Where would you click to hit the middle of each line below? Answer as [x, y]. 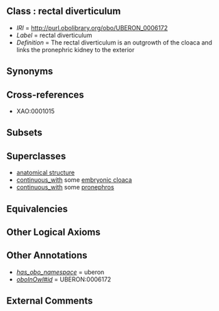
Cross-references [46, 94]
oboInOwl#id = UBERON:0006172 [64, 279]
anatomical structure [46, 173]
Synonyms [30, 71]
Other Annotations [47, 256]
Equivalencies [37, 209]
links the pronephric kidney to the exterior [75, 49]
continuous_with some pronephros [65, 187]
